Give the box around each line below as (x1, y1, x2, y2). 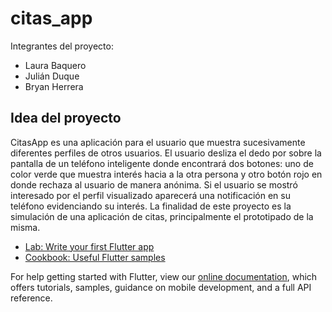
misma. (10, 221, 41, 233)
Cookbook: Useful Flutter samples (24, 251, 166, 263)
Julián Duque (24, 70, 80, 82)
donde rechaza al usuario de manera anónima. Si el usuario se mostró (10, 178, 298, 191)
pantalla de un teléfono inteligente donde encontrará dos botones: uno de (10, 157, 314, 169)
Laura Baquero (24, 59, 87, 71)
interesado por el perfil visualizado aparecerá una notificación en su (10, 189, 291, 201)
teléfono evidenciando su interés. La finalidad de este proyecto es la (10, 200, 292, 212)
